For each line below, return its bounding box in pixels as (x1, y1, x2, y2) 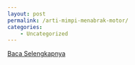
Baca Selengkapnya (7, 49, 66, 58)
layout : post (7, 10, 46, 18)
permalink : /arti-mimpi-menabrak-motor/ (7, 17, 129, 24)
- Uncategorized (20, 30, 69, 37)
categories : (7, 23, 43, 30)
